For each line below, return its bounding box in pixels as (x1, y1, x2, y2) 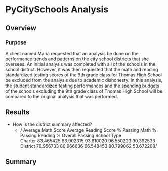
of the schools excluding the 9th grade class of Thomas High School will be (5, 88, 163, 94)
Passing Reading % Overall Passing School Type (20, 132, 121, 138)
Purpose (5, 39, 27, 46)
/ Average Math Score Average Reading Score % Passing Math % (20, 126, 157, 133)
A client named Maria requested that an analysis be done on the (5, 50, 139, 56)
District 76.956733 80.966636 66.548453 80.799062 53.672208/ (20, 143, 157, 149)
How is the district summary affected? (12, 121, 92, 127)
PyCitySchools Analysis (5, 4, 109, 15)
